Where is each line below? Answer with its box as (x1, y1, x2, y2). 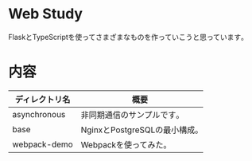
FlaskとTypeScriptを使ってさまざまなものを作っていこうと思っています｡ (8, 32, 245, 41)
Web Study (8, 5, 83, 23)
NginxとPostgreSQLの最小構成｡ (80, 124, 200, 135)
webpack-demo (12, 139, 73, 150)
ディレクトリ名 (14, 93, 71, 104)
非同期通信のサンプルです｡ (80, 109, 180, 120)
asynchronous (12, 108, 66, 120)
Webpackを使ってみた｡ (80, 139, 169, 150)
